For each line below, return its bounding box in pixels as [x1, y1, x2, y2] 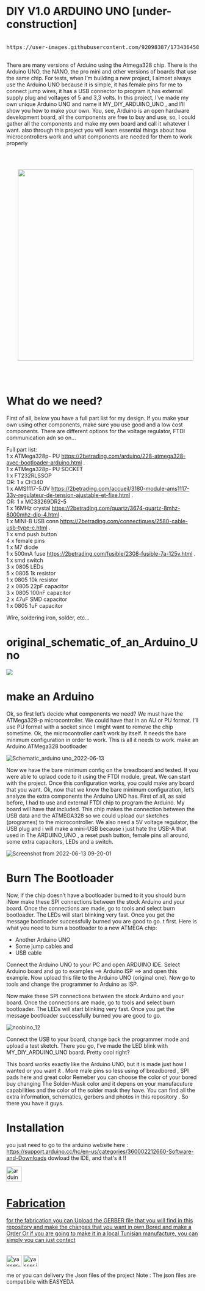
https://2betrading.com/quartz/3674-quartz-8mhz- [51, 504, 181, 512]
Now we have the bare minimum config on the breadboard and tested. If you [6, 766, 198, 773]
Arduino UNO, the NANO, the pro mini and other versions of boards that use [6, 67, 197, 75]
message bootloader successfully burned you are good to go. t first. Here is [6, 917, 197, 925]
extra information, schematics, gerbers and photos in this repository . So [6, 1092, 189, 1100]
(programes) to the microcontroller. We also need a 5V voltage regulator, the [6, 818, 198, 825]
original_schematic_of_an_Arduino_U [6, 635, 198, 649]
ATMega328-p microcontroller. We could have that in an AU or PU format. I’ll [6, 716, 199, 724]
